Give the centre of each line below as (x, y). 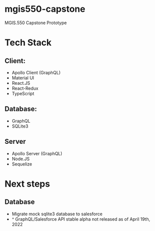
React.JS (21, 83)
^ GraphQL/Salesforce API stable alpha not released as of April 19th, (81, 219)
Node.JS (21, 159)
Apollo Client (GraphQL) (36, 72)
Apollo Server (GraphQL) (37, 153)
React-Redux (25, 88)
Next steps (27, 184)
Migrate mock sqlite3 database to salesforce (57, 214)
